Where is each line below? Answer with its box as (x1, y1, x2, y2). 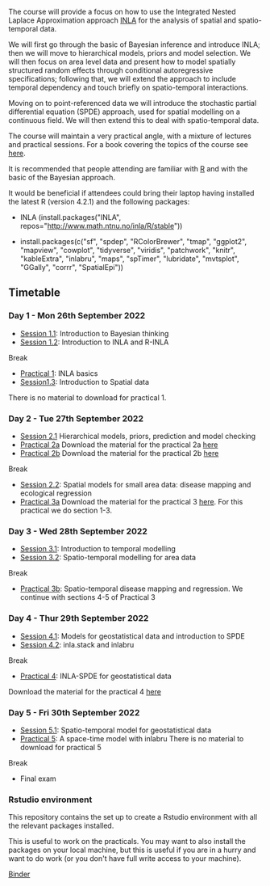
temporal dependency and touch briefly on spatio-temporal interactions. (8, 82, 248, 92)
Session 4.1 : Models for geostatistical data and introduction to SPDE (19, 631, 246, 641)
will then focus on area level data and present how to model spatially (8, 57, 236, 66)
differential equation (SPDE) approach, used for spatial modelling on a (8, 107, 240, 116)
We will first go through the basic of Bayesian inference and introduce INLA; (8, 40, 260, 49)
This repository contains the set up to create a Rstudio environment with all (8, 812, 258, 822)
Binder (8, 869, 31, 880)
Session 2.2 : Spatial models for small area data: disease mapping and (19, 479, 251, 489)
